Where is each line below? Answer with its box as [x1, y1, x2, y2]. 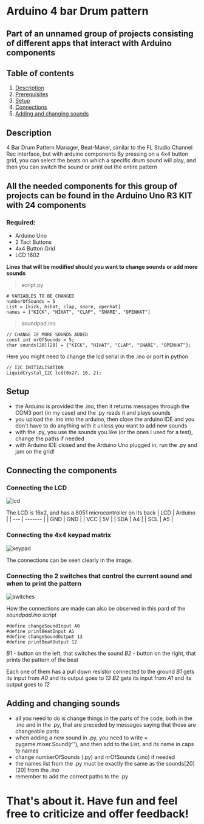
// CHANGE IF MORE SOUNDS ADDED [6, 331, 88, 338]
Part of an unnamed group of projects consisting [6, 29, 194, 39]
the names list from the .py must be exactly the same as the [15, 760, 165, 767]
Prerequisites [15, 91, 49, 98]
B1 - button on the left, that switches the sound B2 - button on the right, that [6, 649, 196, 657]
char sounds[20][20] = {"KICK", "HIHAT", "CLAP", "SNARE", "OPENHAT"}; [6, 342, 191, 348]
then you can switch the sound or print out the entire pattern [6, 163, 158, 171]
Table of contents [6, 68, 74, 78]
